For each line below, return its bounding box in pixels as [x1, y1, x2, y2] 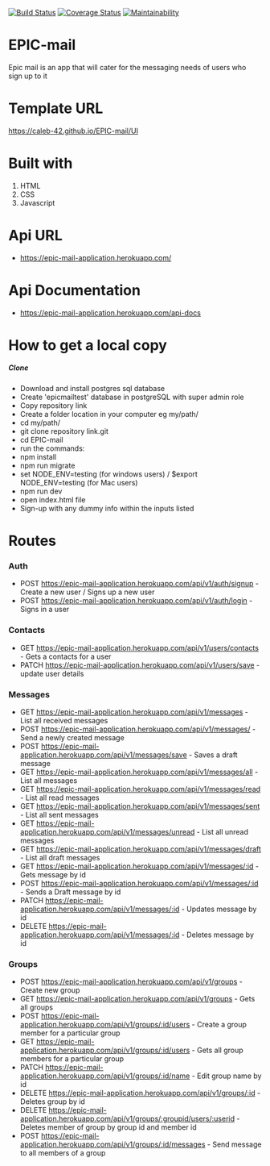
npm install [19, 452, 57, 461]
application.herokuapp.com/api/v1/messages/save [19, 750, 187, 760]
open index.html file [19, 494, 86, 504]
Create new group [19, 985, 80, 995]
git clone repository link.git [19, 426, 108, 435]
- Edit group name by [191, 1071, 262, 1081]
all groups [19, 1002, 54, 1012]
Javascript [19, 198, 55, 207]
